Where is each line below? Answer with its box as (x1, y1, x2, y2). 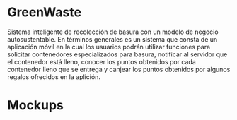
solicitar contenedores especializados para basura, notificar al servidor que (7, 50, 228, 59)
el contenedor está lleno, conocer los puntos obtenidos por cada (7, 57, 196, 66)
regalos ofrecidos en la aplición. (7, 72, 101, 81)
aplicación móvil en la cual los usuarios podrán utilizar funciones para (7, 42, 211, 51)
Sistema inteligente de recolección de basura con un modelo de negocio (7, 28, 219, 36)
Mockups (7, 97, 64, 114)
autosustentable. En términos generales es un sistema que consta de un (7, 35, 218, 43)
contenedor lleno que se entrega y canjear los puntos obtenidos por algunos (7, 65, 231, 73)
